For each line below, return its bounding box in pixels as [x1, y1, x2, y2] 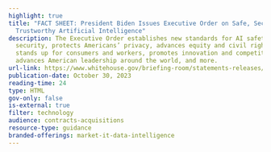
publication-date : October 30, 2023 [8, 72, 131, 80]
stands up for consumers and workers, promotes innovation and [15, 49, 232, 57]
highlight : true [8, 11, 63, 20]
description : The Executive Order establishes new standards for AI [8, 34, 244, 43]
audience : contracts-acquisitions [8, 117, 125, 125]
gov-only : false [8, 94, 63, 102]
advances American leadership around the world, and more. [15, 57, 219, 65]
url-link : [8, 64, 42, 72]
